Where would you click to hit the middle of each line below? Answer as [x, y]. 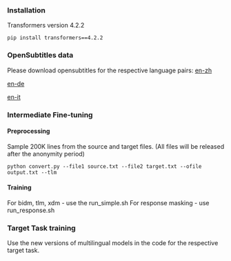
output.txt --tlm [32, 172]
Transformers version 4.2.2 [46, 25]
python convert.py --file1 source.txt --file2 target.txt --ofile [104, 166]
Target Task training [41, 228]
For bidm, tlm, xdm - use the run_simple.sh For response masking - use [108, 202]
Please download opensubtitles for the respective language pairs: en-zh [110, 70]
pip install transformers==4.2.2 [55, 38]
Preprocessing [29, 131]
